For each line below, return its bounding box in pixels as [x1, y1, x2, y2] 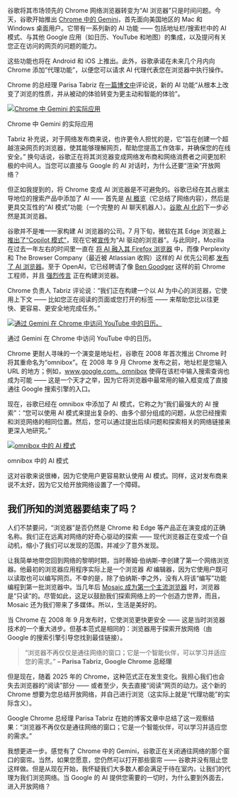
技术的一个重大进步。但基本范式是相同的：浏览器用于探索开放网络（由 [7, 624, 212, 632]
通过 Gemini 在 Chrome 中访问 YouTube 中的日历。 [7, 334, 156, 342]
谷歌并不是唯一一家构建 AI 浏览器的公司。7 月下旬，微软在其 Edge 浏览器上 [7, 227, 227, 235]
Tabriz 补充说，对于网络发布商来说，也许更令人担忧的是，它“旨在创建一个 [7, 135, 223, 143]
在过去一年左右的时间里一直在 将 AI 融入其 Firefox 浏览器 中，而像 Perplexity [7, 245, 230, 253]
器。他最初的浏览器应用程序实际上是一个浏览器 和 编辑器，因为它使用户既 [7, 564, 222, 573]
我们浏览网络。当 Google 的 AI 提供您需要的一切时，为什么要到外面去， [19, 773, 228, 781]
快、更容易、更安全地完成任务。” [7, 304, 101, 312]
